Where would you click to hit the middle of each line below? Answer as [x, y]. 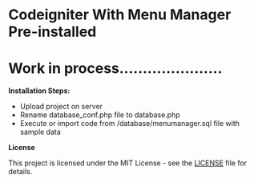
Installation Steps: [39, 91]
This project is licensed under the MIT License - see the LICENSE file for [127, 163]
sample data [40, 132]
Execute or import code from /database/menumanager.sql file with [130, 124]
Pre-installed [52, 32]
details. [20, 172]
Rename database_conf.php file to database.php [100, 115]
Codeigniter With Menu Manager [120, 15]
